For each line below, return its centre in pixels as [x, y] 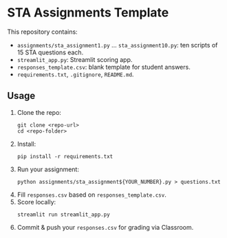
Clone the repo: [39, 112]
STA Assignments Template [88, 13]
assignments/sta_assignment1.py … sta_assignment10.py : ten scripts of [117, 45]
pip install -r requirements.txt [65, 156]
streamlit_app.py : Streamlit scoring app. [75, 59]
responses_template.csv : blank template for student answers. [104, 67]
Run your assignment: [48, 169]
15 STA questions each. [50, 52]
